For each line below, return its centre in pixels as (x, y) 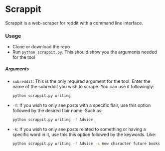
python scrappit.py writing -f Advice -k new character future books (86, 144)
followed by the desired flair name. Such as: (58, 111)
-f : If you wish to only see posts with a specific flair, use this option (82, 105)
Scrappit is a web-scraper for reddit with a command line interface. (74, 23)
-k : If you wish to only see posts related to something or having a (79, 129)
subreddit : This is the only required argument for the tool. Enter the (81, 81)
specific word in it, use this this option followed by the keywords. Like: (84, 134)
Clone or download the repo (41, 47)
